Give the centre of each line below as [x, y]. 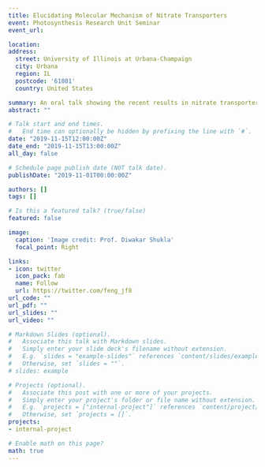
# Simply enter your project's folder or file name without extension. [132, 400]
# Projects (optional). [47, 385]
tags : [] [22, 197]
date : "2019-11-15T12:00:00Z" [58, 139]
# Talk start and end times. [56, 124]
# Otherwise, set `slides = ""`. [67, 364]
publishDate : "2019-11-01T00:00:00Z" [70, 175]
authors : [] [28, 189]
